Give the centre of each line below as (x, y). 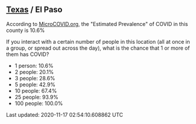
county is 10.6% (26, 30)
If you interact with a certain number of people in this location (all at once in (98, 41)
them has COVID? (27, 54)
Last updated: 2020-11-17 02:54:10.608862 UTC (65, 115)
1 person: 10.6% (34, 66)
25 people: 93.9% (37, 97)
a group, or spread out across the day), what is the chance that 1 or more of (98, 48)
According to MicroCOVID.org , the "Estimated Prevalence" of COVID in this (97, 24)
